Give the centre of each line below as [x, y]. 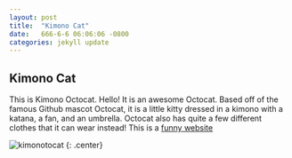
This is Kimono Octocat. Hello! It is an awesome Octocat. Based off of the [144, 99]
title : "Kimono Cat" [49, 26]
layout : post [33, 17]
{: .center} [84, 145]
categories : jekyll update [59, 42]
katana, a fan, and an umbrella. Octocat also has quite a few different [136, 118]
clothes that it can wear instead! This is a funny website [111, 128]
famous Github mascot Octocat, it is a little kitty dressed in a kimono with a [146, 109]
